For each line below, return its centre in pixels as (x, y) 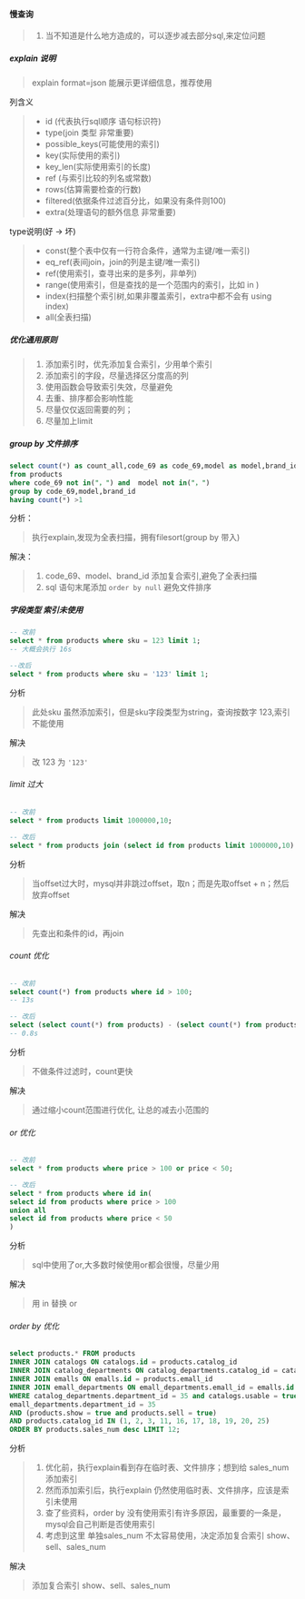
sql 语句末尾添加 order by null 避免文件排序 (128, 587)
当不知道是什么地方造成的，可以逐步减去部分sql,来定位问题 (155, 35)
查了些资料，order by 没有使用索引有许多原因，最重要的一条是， (166, 1513)
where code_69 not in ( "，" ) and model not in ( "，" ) (110, 483)
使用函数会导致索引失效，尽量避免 (109, 387)
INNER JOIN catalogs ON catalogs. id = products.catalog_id (123, 1362)
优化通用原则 (33, 340)
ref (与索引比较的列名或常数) (98, 178)
